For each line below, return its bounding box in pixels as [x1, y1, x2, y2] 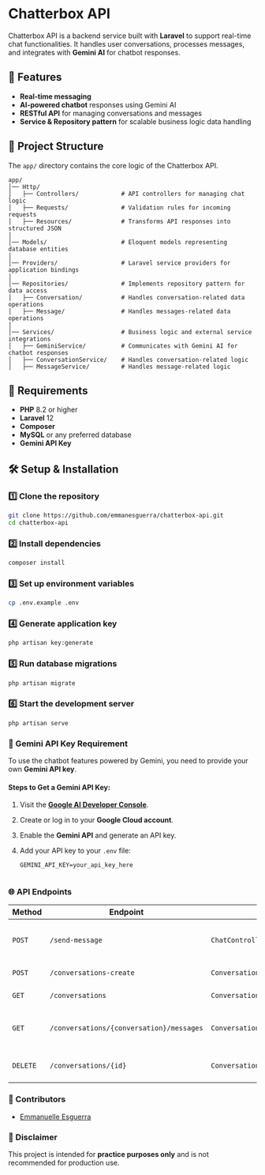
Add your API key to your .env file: [19, 846, 132, 856]
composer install [8, 559, 65, 567]
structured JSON [8, 224, 62, 232]
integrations [8, 335, 51, 343]
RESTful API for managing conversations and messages [19, 108, 203, 118]
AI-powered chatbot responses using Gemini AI [19, 100, 177, 109]
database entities [8, 245, 69, 253]
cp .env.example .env [8, 599, 80, 607]
